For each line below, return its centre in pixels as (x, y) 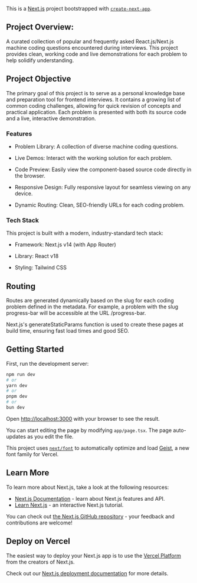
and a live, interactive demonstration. (51, 118)
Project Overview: (40, 27)
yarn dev (17, 385)
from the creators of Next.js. (40, 562)
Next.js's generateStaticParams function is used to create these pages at (95, 324)
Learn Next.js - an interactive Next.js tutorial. (69, 505)
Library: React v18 (37, 256)
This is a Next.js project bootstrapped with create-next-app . (79, 9)
